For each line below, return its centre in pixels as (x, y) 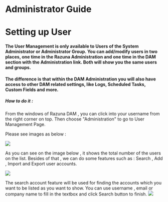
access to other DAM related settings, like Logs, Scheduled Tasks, (75, 84)
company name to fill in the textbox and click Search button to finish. (76, 194)
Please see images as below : (36, 134)
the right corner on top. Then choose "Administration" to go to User (75, 119)
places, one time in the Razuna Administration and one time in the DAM (81, 56)
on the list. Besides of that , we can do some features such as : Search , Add (84, 158)
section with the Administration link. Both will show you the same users (81, 62)
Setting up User (38, 32)
